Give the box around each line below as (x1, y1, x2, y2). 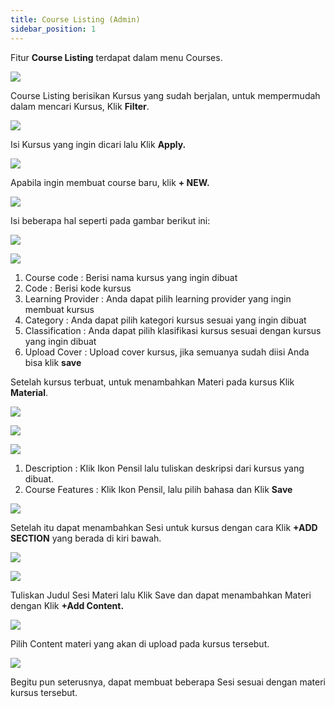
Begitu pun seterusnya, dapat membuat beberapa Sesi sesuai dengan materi (10, 676, 326, 688)
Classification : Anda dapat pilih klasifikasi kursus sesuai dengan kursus (24, 324, 322, 336)
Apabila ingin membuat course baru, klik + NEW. (10, 176, 210, 188)
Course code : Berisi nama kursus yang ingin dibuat (24, 271, 238, 283)
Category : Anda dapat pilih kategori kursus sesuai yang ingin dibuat (24, 314, 307, 326)
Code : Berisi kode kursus (24, 282, 132, 294)
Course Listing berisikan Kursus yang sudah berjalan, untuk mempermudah (10, 89, 321, 101)
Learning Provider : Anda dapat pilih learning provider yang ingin (24, 292, 292, 305)
